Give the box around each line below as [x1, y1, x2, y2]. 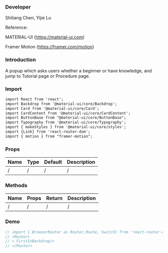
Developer [5, 3, 31, 10]
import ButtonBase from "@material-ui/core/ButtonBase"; [5, 115, 126, 120]
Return [45, 195, 63, 202]
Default [44, 159, 62, 166]
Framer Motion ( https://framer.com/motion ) [5, 44, 94, 50]
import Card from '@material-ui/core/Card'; [5, 106, 99, 111]
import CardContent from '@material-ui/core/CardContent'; [5, 111, 131, 116]
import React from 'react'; [5, 96, 64, 102]
